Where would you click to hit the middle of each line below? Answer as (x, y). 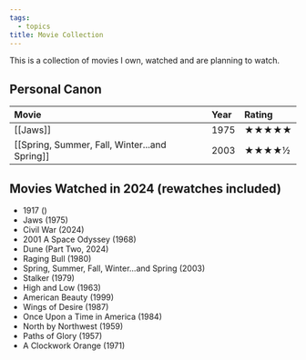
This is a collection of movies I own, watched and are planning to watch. (145, 61)
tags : (20, 18)
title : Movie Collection (56, 35)
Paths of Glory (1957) (62, 336)
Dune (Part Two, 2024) (66, 249)
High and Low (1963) (62, 288)
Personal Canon (56, 89)
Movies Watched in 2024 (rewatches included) (146, 189)
